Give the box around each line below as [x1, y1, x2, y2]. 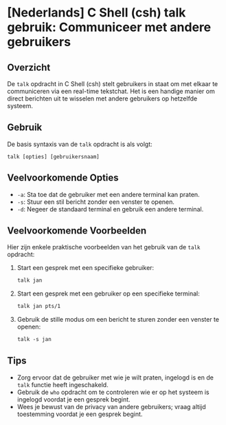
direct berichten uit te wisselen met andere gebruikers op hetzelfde [7, 94, 198, 103]
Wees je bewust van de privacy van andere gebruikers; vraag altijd [16, 402, 206, 411]
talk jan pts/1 [16, 303, 61, 310]
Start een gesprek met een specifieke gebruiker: [16, 264, 155, 272]
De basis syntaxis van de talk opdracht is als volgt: [7, 140, 152, 148]
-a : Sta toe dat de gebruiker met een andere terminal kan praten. [16, 190, 201, 198]
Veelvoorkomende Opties [7, 172, 119, 184]
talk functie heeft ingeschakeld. [16, 380, 109, 388]
